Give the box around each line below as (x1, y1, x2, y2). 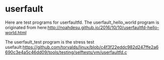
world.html (5, 30, 27, 35)
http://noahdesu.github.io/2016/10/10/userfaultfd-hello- (47, 24, 159, 30)
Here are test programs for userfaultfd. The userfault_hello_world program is (5, 19, 160, 25)
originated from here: (5, 24, 48, 30)
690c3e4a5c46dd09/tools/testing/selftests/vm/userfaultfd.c (5, 49, 127, 55)
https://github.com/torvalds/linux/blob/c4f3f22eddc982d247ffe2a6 (23, 44, 159, 50)
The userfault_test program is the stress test (5, 39, 94, 45)
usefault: (5, 44, 23, 50)
